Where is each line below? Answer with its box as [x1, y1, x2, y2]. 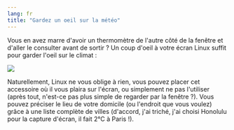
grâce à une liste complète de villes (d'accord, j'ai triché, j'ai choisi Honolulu [7, 107, 227, 115]
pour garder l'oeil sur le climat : [7, 50, 97, 59]
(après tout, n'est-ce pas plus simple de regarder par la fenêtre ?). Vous [7, 92, 214, 101]
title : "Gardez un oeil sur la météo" [7, 17, 121, 24]
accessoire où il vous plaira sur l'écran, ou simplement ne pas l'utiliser [7, 85, 210, 93]
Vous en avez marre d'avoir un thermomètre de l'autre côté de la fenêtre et [7, 36, 223, 44]
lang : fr [7, 10, 33, 17]
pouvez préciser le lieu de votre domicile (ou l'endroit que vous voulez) [7, 99, 212, 108]
